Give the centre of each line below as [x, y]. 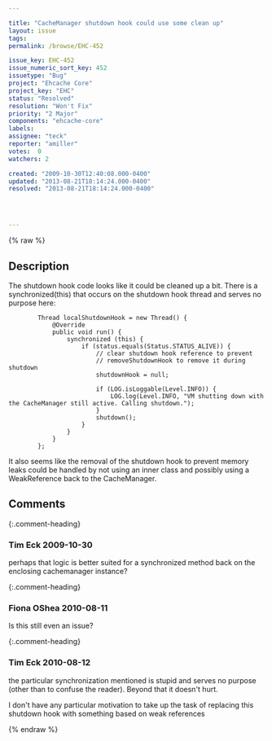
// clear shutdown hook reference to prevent [174, 353]
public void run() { [87, 332]
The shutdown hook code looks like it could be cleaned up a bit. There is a [133, 285]
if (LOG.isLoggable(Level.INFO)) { [156, 389]
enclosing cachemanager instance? [68, 572]
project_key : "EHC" [42, 90]
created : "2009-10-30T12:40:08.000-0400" [80, 173]
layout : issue [33, 31]
